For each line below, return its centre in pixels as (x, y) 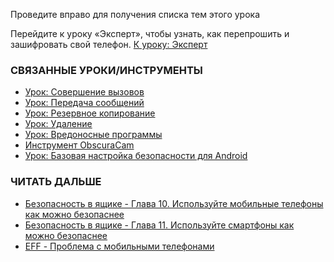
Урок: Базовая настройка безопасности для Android (136, 156)
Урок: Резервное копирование (90, 113)
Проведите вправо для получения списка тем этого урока (135, 14)
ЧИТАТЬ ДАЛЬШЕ (56, 182)
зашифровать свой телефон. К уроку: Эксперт (109, 44)
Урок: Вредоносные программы (93, 135)
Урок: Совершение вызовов (84, 92)
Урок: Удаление (58, 124)
